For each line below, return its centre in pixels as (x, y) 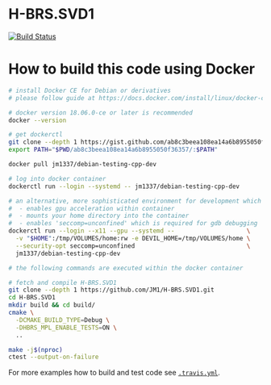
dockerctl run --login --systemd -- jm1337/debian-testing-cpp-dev (124, 186)
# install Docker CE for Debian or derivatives (90, 90)
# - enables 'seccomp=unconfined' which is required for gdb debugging (133, 224)
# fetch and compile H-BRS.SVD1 (63, 282)
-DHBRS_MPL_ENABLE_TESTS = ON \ (66, 328)
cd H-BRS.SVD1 (32, 298)
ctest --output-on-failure (54, 357)
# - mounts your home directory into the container (99, 216)
